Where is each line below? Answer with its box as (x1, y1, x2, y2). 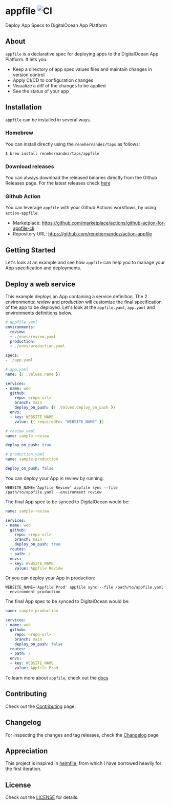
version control (12, 71, 45, 78)
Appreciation (5, 746, 48, 755)
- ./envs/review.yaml (10, 334, 56, 339)
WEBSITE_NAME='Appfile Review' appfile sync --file (5, 485, 118, 490)
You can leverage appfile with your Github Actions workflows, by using (5, 205, 156, 211)
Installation (5, 103, 42, 112)
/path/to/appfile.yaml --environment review (5, 489, 102, 495)
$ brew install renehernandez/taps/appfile (5, 151, 100, 156)
